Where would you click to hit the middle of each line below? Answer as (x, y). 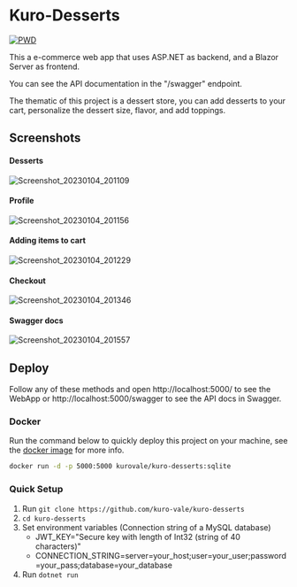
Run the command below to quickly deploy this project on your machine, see (148, 441)
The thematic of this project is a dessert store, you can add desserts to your (147, 100)
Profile (22, 201)
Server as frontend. (45, 66)
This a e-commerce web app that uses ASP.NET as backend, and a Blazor (144, 57)
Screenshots (45, 138)
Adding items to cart (48, 241)
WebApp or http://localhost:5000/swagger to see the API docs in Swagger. (145, 398)
